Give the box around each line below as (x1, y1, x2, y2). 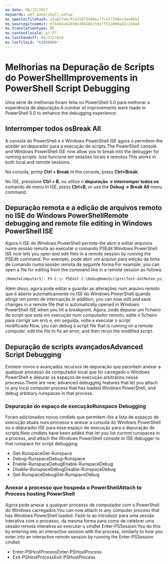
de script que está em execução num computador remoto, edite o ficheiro (5, 312, 157, 318)
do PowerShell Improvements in (5, 72, 138, 83)
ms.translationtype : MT (5, 26, 55, 31)
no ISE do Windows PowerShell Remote (5, 211, 128, 220)
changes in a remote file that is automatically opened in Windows (5, 301, 139, 308)
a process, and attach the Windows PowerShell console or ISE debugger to (5, 435, 160, 441)
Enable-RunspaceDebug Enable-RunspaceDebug (12, 461, 113, 467)
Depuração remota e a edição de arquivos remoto (5, 203, 162, 212)
